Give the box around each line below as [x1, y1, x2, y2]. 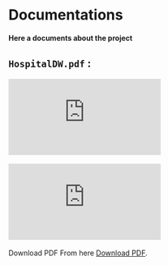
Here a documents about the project [8, 33, 133, 42]
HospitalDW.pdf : [8, 57, 92, 71]
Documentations [8, 6, 123, 24]
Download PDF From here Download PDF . [8, 248, 148, 258]
